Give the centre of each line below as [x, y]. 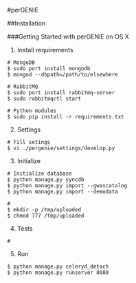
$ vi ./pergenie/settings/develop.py [61, 148]
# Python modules [32, 111]
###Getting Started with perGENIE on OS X [68, 36]
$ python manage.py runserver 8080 [58, 273]
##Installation [26, 23]
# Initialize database [39, 174]
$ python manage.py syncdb [46, 180]
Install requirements [45, 50]
